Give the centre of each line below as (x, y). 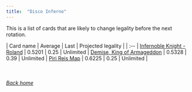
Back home (20, 83)
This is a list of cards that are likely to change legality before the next (89, 28)
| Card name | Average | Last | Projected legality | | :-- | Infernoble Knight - (96, 46)
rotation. (16, 34)
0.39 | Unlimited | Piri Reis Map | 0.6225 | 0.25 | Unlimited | (77, 58)
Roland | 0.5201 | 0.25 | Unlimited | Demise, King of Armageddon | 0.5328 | (96, 52)
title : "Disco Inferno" (36, 11)
